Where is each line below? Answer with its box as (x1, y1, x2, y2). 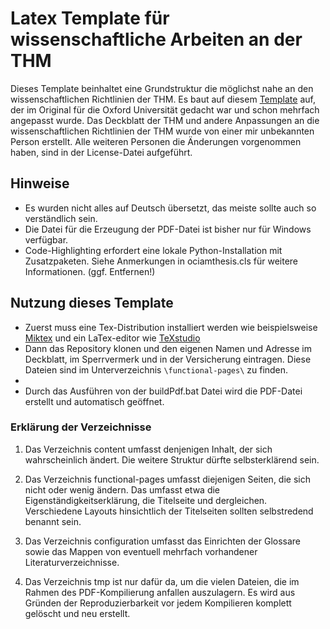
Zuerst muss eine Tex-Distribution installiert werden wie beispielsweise (24, 321, 318, 333)
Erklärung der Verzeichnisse (10, 420, 152, 434)
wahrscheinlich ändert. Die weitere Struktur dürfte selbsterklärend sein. (24, 453, 320, 466)
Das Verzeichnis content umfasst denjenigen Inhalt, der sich (24, 443, 273, 455)
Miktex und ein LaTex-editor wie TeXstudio (24, 332, 201, 344)
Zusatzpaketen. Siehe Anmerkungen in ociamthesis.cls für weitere (24, 255, 299, 267)
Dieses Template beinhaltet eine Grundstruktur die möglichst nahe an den (10, 82, 314, 94)
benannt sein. (24, 515, 82, 527)
